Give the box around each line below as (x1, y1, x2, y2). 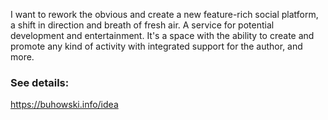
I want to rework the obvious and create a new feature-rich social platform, (10, 9, 319, 20)
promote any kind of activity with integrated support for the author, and (10, 40, 303, 52)
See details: (10, 75, 70, 89)
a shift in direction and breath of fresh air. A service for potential (10, 19, 275, 31)
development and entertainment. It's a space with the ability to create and (10, 30, 315, 41)
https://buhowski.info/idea (10, 99, 119, 111)
